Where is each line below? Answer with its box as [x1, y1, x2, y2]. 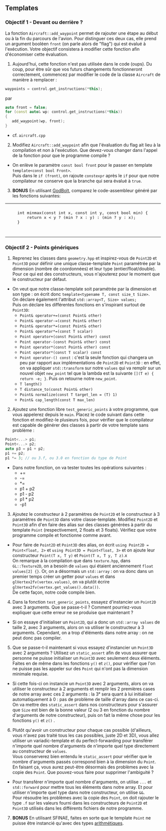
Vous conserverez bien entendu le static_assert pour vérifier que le [12, 753, 152, 759]
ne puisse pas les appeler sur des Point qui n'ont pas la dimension [12, 665, 148, 672]
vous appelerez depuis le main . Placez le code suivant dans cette [12, 412, 145, 417]
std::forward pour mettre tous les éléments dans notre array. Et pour [12, 784, 153, 790]
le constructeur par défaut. [12, 277, 67, 282]
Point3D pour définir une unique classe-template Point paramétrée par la [12, 261, 161, 267]
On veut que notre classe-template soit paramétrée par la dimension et [12, 286, 157, 292]
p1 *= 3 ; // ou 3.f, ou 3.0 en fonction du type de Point [5, 455, 127, 461]
